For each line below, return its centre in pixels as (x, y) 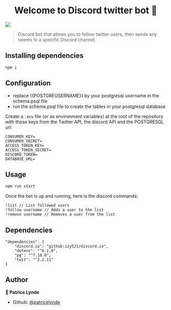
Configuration (28, 83)
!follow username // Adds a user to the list (54, 210)
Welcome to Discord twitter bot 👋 (86, 10)
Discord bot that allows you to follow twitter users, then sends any (87, 34)
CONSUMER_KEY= (20, 137)
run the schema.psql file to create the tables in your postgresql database (89, 106)
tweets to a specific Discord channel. (57, 39)
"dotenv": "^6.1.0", (36, 251)
